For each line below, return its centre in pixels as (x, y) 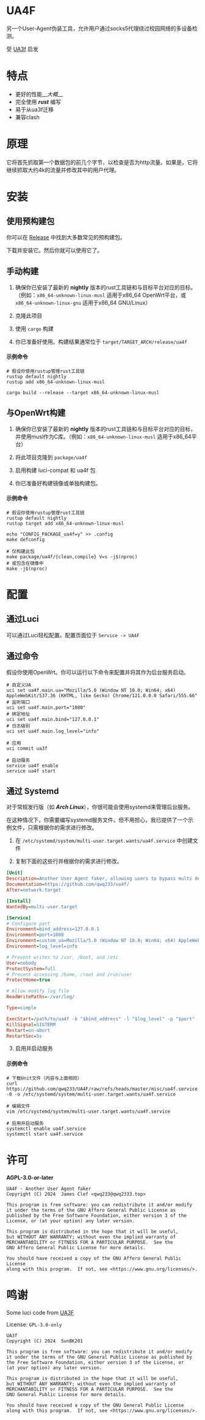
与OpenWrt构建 (36, 413)
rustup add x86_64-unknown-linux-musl (56, 382)
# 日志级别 (18, 726)
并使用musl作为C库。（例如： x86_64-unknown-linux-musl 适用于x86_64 (103, 436)
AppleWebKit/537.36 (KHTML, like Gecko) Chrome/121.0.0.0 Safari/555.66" (102, 695)
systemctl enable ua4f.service (46, 1129)
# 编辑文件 (18, 1106)
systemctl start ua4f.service (45, 1134)
